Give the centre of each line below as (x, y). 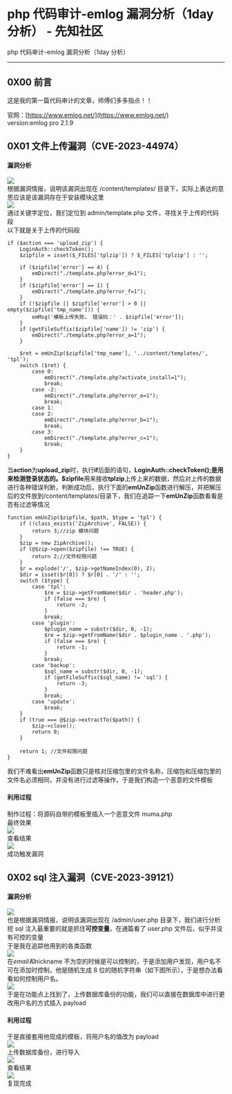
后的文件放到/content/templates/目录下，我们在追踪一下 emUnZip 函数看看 (112, 496)
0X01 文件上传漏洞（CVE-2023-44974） (96, 146)
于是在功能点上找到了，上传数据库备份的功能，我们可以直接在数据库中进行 (113, 994)
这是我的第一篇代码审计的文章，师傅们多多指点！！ (80, 100)
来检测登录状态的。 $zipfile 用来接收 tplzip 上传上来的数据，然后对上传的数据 (114, 479)
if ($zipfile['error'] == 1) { (65, 286)
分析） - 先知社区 (55, 31)
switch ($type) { (45, 581)
